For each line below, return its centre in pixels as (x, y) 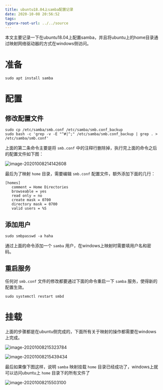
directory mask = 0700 (34, 204)
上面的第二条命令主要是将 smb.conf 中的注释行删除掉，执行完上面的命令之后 (81, 148)
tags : (10, 18)
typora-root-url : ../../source (37, 23)
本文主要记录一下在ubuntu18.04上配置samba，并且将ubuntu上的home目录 (80, 37)
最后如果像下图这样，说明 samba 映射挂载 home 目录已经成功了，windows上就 (81, 367)
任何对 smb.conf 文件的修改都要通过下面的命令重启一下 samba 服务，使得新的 (81, 281)
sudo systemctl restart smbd (35, 296)
